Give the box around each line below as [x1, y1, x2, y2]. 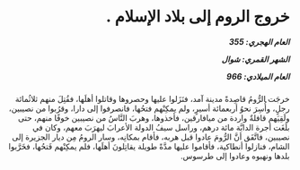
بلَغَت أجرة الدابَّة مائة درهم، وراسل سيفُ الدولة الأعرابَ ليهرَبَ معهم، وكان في [31, 123, 290, 133]
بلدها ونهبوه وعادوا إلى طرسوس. [180, 150, 290, 162]
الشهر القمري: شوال [221, 54, 290, 64]
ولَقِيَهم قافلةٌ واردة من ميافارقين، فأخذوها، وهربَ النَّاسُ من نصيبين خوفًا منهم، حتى [18, 113, 290, 123]
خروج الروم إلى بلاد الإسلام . [105, 6, 290, 27]
